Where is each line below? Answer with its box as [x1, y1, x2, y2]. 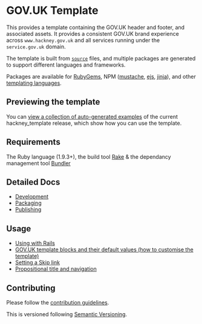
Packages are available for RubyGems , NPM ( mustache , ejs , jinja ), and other [6, 73, 197, 80]
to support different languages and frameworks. [6, 61, 126, 68]
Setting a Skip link [15, 259, 60, 266]
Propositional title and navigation [15, 265, 97, 273]
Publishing [15, 206, 42, 213]
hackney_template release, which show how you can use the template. [6, 119, 182, 127]
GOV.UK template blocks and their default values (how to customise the [15, 246, 194, 253]
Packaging [15, 199, 42, 207]
